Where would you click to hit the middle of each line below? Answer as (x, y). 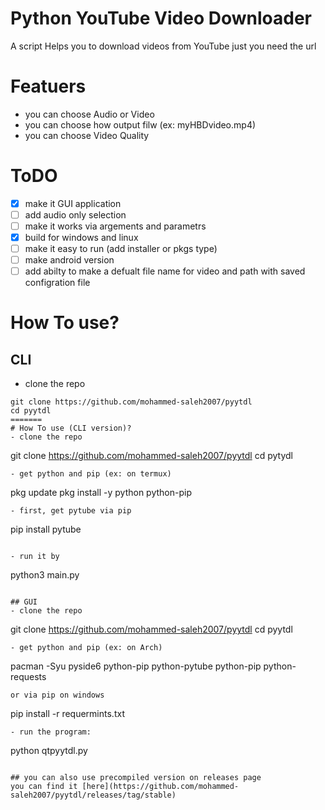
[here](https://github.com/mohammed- (160, 787)
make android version (69, 260)
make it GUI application (73, 203)
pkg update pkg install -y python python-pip (101, 493)
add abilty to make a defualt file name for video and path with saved (165, 271)
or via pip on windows (57, 695)
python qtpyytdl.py (49, 751)
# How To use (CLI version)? (71, 428)
